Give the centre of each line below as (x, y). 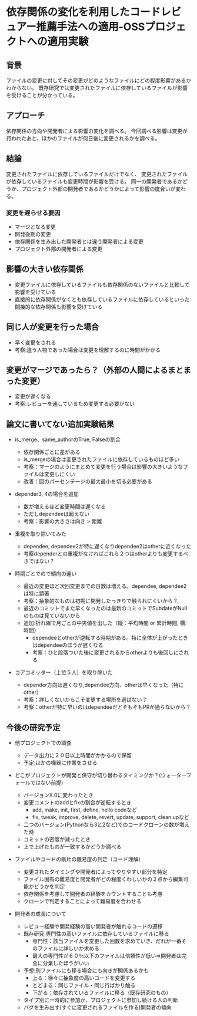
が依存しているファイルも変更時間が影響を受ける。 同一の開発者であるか (94, 181)
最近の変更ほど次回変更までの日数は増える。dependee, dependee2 (105, 586)
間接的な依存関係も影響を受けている (59, 307)
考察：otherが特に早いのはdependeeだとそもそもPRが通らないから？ (107, 707)
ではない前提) (47, 782)
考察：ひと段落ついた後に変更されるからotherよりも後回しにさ (108, 653)
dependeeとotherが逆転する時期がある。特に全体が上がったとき (110, 638)
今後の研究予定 (33, 727)
